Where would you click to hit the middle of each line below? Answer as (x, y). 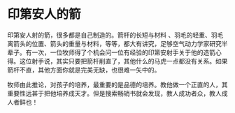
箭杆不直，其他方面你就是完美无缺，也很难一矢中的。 (84, 70)
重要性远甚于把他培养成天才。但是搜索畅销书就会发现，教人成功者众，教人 (114, 93)
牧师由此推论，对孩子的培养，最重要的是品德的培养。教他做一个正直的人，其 (117, 84)
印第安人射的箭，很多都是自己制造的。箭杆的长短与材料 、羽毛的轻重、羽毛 (115, 35)
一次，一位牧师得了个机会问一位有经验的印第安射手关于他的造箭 (123, 52)
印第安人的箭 (44, 14)
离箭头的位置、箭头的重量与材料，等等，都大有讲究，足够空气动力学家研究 (114, 43)
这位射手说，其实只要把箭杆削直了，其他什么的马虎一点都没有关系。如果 (123, 61)
